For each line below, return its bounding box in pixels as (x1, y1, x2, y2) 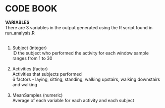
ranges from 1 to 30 (12, 55, 53, 61)
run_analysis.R (5, 30, 35, 36)
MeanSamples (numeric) (12, 92, 63, 98)
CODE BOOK (5, 3, 57, 14)
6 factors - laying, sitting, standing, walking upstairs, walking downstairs (12, 76, 160, 82)
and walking (12, 81, 38, 87)
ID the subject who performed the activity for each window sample (12, 50, 149, 56)
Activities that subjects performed (12, 71, 82, 77)
